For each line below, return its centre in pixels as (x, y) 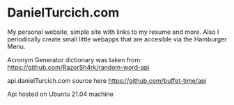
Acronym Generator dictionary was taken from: (75, 59)
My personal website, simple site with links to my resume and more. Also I (113, 32)
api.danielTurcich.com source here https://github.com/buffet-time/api (107, 80)
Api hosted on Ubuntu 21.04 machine (60, 94)
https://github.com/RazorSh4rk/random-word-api (78, 67)
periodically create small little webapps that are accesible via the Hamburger (117, 39)
